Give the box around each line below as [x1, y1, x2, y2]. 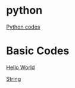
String [6, 75, 21, 82]
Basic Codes [6, 44, 70, 58]
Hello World [6, 64, 35, 71]
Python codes [6, 23, 40, 30]
